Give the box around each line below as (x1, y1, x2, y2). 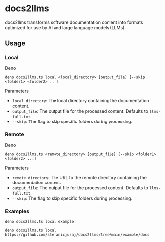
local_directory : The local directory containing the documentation (12, 97, 150, 103)
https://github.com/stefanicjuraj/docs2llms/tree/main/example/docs (5, 232, 150, 237)
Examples (5, 208, 30, 215)
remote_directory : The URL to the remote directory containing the (12, 174, 147, 180)
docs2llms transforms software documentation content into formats (5, 19, 143, 25)
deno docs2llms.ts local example (5, 219, 74, 224)
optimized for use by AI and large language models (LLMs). (5, 24, 126, 30)
